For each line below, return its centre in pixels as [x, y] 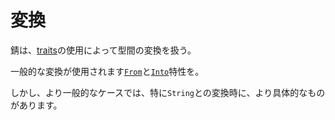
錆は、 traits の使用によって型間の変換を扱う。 [103, 50]
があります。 [36, 105]
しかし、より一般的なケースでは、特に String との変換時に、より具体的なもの [168, 92]
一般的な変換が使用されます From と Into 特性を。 [107, 71]
